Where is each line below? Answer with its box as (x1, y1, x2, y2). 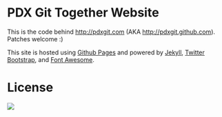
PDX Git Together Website (7, 5, 160, 21)
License (7, 80, 54, 96)
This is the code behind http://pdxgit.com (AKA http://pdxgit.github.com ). (7, 28, 216, 36)
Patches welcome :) (7, 34, 63, 43)
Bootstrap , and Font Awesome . (7, 55, 94, 63)
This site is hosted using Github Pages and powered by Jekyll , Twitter (7, 48, 205, 56)
